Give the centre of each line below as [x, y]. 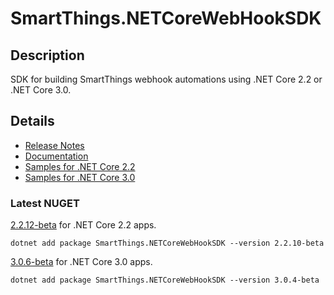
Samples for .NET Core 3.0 [80, 177]
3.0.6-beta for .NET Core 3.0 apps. [81, 262]
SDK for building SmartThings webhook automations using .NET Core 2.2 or [166, 79]
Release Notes [54, 145]
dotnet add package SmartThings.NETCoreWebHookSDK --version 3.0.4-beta [165, 280]
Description [47, 55]
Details [32, 121]
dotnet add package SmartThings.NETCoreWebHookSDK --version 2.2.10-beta [167, 243]
